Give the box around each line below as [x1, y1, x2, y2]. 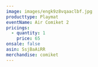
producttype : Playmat [6, 14, 59, 20]
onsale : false [6, 41, 41, 47]
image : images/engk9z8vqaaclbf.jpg [6, 8, 93, 15]
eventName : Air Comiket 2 [6, 19, 69, 25]
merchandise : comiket [6, 52, 59, 58]
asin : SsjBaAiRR [6, 47, 45, 52]
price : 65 [16, 36, 41, 41]
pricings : [6, 24, 30, 31]
